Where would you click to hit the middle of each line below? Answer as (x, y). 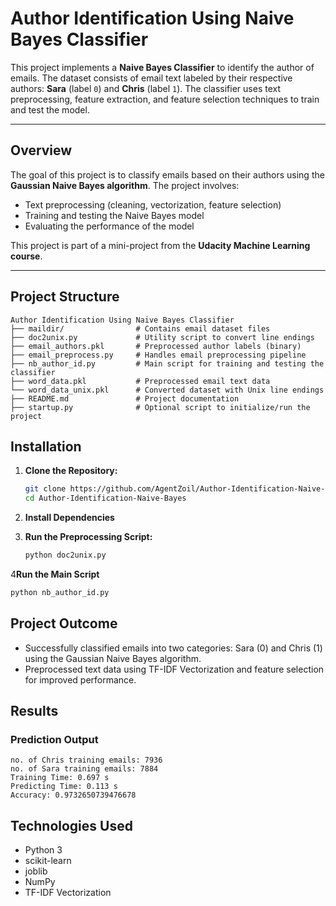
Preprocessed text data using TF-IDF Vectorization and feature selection (174, 669)
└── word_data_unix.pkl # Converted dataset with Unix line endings (167, 390)
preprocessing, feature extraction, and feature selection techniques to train (165, 99)
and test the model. (50, 109)
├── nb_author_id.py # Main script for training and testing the (167, 363)
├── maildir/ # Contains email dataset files (140, 328)
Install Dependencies (69, 518)
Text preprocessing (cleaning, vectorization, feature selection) (153, 204)
